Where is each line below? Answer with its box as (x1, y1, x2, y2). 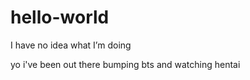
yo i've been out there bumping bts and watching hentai (10, 58, 241, 70)
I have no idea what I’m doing (10, 39, 132, 51)
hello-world (10, 6, 110, 29)
